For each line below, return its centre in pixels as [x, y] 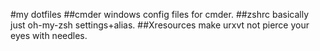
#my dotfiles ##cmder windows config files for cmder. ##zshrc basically [160, 14]
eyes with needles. [49, 35]
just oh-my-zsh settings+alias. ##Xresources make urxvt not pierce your [160, 25]
